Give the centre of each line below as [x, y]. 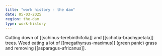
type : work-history [26, 24]
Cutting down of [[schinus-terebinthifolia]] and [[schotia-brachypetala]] [79, 38]
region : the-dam [22, 19]
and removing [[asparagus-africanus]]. [46, 48]
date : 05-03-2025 [23, 14]
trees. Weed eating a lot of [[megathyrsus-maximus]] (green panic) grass [81, 43]
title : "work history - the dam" [40, 10]
